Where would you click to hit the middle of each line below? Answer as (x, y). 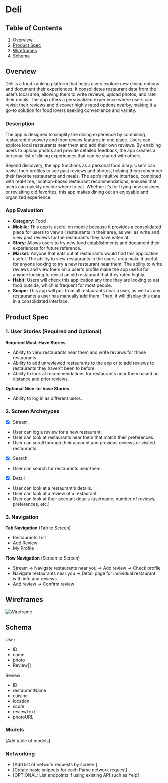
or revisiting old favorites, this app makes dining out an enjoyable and (77, 192)
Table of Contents (34, 28)
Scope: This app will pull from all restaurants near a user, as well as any (87, 291)
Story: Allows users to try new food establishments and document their (86, 243)
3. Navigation (22, 517)
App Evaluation (24, 210)
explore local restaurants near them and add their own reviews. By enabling (83, 145)
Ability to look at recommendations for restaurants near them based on (86, 374)
